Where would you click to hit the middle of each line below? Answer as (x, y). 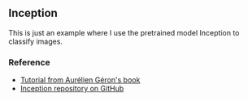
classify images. (36, 41)
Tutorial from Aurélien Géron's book (80, 80)
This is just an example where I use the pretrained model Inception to (124, 32)
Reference (29, 62)
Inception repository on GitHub (72, 89)
